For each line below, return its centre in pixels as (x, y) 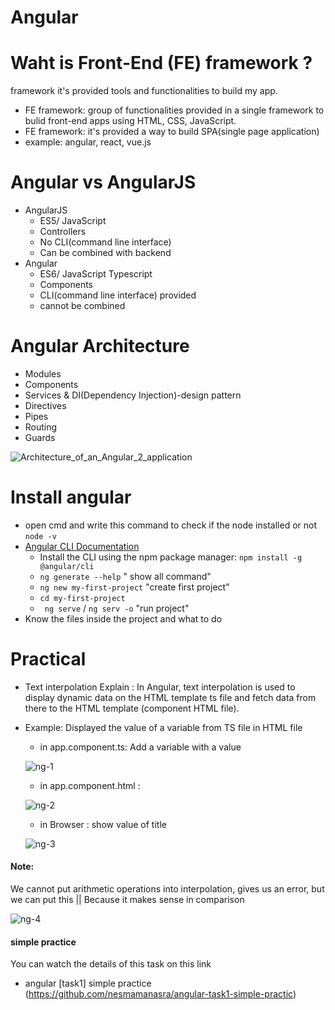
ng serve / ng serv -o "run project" (117, 608)
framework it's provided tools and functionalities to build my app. (144, 91)
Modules (43, 374)
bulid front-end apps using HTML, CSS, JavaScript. (130, 121)
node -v (40, 536)
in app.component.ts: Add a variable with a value (140, 747)
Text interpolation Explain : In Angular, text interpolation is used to (160, 687)
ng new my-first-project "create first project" (134, 587)
